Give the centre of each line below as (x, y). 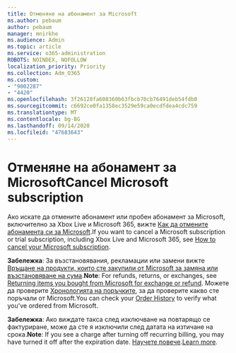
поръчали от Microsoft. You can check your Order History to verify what (112, 299)
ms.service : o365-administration (57, 54)
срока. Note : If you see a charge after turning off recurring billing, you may (116, 335)
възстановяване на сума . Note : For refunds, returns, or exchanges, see (112, 276)
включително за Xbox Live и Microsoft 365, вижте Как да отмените (108, 224)
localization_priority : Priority (57, 66)
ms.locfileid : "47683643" (45, 132)
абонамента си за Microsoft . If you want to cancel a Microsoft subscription (117, 232)
